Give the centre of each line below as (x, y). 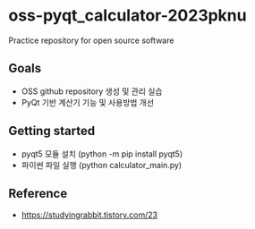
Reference (38, 193)
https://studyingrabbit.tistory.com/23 (89, 215)
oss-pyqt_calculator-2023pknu (127, 16)
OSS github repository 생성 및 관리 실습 (92, 91)
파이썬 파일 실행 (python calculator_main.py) (102, 165)
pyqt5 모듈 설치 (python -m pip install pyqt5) (102, 154)
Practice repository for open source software (91, 40)
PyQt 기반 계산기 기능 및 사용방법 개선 (87, 102)
